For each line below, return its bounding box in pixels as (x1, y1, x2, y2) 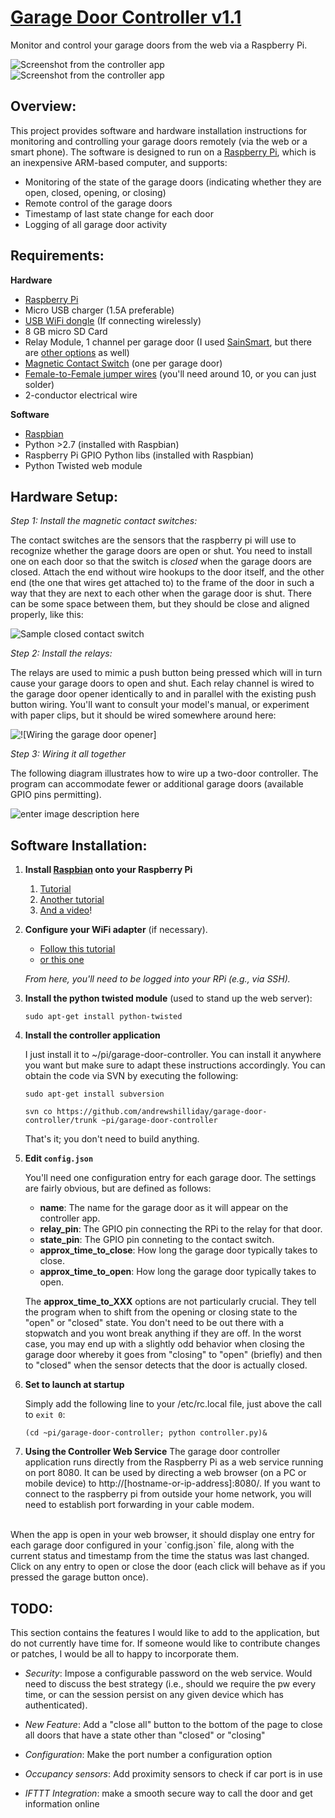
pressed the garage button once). (10, 1571, 149, 1583)
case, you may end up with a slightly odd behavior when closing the (24, 1338, 305, 1350)
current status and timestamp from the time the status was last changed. (10, 1550, 310, 1562)
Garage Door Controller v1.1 (10, 6, 242, 29)
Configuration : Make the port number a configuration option (24, 1749, 273, 1760)
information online (24, 1798, 100, 1810)
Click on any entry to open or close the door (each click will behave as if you (10, 1561, 326, 1573)
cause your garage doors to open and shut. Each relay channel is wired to (10, 677, 315, 690)
